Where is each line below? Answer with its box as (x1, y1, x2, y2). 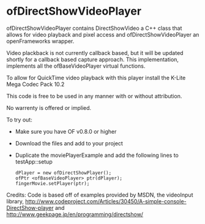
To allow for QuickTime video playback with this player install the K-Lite (6, 74, 186, 81)
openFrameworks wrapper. (6, 37, 75, 45)
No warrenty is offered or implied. (6, 104, 92, 111)
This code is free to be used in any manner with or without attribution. (6, 92, 182, 99)
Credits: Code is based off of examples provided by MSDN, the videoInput (6, 191, 193, 198)
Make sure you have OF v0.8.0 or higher (15, 128, 117, 135)
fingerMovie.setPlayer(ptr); (15, 180, 90, 187)
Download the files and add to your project (15, 139, 124, 147)
